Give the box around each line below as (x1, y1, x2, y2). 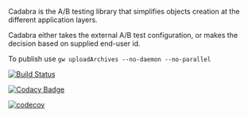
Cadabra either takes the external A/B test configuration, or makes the (8, 31, 238, 40)
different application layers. (8, 15, 98, 25)
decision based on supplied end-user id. (8, 39, 141, 48)
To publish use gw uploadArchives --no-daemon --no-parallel (8, 55, 211, 63)
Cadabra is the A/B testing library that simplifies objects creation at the (8, 7, 240, 16)
